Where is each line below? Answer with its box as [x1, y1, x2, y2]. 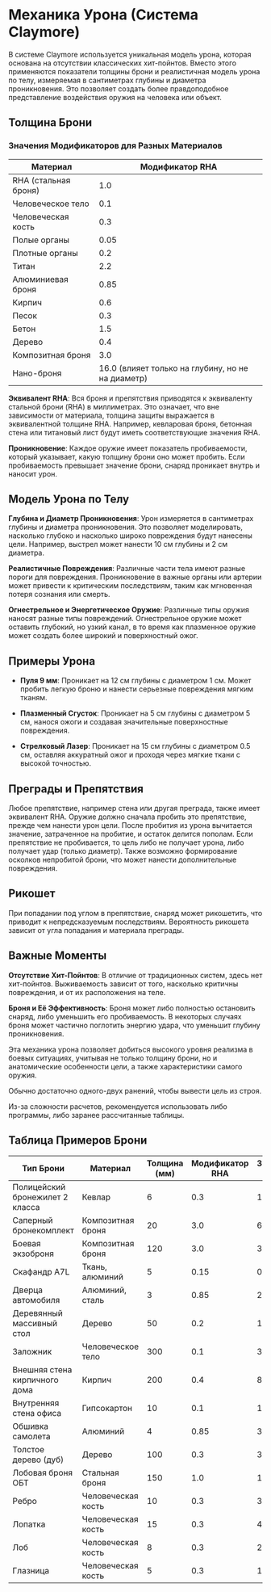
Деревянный [12, 1307, 63, 1318]
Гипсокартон [81, 1402, 133, 1413]
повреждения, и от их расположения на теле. [8, 987, 166, 997]
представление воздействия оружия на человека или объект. [8, 92, 222, 102]
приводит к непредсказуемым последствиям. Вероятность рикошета [8, 917, 249, 926]
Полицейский [12, 1181, 66, 1192]
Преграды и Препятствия [8, 782, 144, 796]
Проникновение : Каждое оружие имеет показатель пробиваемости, [8, 443, 248, 453]
